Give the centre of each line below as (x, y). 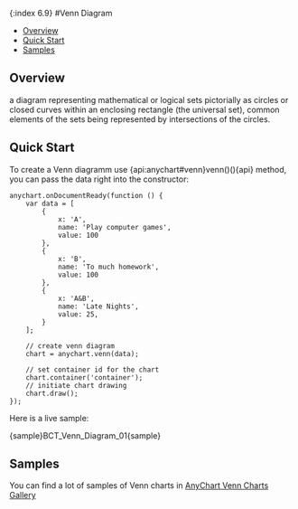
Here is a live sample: (49, 418)
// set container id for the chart (93, 370)
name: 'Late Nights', (98, 306)
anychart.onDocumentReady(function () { (87, 195)
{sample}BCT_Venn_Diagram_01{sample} (85, 435)
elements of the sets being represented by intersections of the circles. (140, 119)
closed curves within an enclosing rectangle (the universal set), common (144, 109)
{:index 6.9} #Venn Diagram (61, 13)
